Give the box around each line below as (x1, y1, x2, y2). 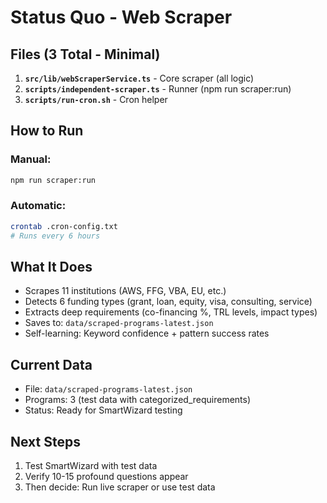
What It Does (10, 259, 93, 275)
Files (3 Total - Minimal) (10, 46, 161, 63)
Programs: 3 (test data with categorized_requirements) (24, 394, 252, 406)
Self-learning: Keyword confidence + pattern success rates (24, 327, 270, 340)
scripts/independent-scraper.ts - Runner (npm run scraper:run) (24, 83, 292, 95)
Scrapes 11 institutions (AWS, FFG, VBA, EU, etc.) (24, 285, 227, 297)
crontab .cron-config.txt (10, 221, 118, 231)
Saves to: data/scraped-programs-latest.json (24, 317, 214, 329)
